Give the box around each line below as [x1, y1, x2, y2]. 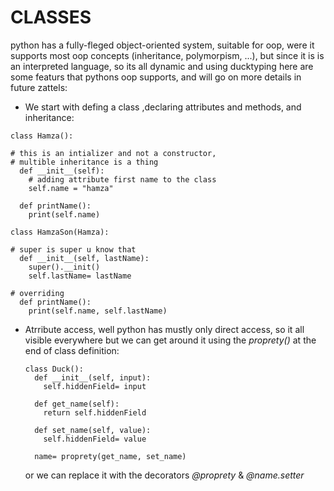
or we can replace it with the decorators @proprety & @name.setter [24, 469, 305, 481]
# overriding [10, 288, 65, 298]
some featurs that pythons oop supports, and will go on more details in [10, 71, 302, 83]
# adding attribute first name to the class [28, 174, 217, 185]
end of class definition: [24, 344, 120, 356]
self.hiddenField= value [43, 434, 147, 444]
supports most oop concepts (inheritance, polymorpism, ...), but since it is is [10, 49, 325, 61]
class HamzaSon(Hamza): [10, 227, 110, 237]
